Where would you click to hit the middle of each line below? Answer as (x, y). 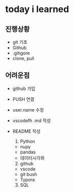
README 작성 (26, 131)
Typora (27, 179)
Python (27, 141)
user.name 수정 (28, 110)
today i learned (37, 9)
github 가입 (24, 88)
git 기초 (20, 42)
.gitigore (21, 53)
